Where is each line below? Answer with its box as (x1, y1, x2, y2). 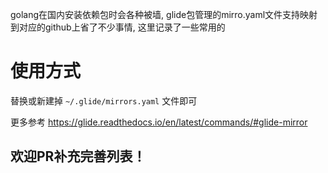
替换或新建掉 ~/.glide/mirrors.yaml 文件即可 (10, 94, 198, 107)
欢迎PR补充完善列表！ (10, 148, 147, 165)
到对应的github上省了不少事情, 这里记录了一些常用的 (10, 21, 226, 33)
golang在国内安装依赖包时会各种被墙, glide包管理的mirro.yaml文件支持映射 (10, 9, 318, 20)
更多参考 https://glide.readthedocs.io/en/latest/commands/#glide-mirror (10, 116, 308, 128)
